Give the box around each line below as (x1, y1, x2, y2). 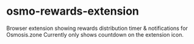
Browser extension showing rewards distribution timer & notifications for (6, 24, 188, 32)
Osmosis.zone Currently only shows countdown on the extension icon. (6, 31, 184, 38)
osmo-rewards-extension (6, 4, 139, 18)
